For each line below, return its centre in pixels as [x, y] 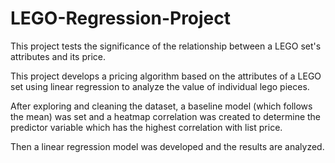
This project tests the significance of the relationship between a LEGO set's [166, 46]
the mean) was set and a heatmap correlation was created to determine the [166, 116]
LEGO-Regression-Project [121, 18]
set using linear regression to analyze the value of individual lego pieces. [160, 86]
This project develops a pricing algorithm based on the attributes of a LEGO [166, 76]
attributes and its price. [58, 56]
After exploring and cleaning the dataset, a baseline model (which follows [161, 106]
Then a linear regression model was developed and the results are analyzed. [167, 146]
